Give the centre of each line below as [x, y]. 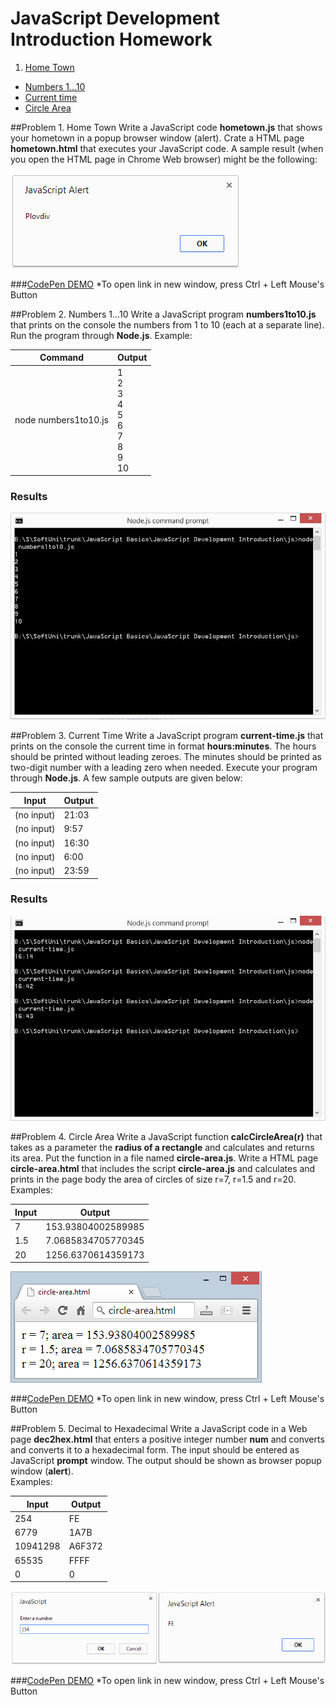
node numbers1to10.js [61, 420]
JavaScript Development [115, 18]
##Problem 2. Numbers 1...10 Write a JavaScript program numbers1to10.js [163, 314]
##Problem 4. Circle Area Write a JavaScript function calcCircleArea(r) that [166, 1137]
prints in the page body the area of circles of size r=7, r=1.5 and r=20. [153, 1179]
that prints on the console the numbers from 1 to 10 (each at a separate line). [167, 324]
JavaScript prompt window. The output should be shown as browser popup [166, 1461]
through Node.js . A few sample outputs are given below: [126, 778]
